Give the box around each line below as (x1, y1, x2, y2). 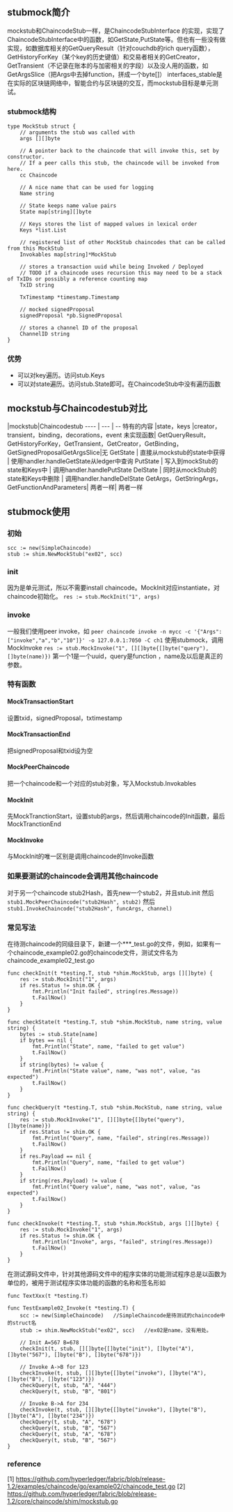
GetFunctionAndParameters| (7, 484, 89, 492)
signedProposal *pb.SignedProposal (19, 313, 123, 320)
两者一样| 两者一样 (90, 484, 143, 492)
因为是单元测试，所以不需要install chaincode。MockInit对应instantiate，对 (7, 583, 220, 592)
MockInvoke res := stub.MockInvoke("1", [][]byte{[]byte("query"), (7, 643, 209, 652)
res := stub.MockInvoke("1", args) (19, 1227, 123, 1234)
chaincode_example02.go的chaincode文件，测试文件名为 (13, 948, 179, 957)
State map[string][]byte (19, 209, 92, 216)
